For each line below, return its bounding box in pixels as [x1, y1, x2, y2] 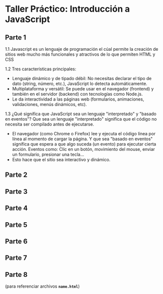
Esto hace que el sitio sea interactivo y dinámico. [12, 157, 111, 162]
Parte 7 [5, 254, 27, 262]
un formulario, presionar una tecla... [12, 151, 84, 157]
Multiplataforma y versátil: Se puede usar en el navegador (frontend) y [12, 86, 154, 91]
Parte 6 [5, 237, 28, 245]
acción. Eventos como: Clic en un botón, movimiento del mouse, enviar [12, 147, 155, 152]
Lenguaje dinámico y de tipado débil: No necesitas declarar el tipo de [12, 76, 152, 81]
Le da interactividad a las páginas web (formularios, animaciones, [12, 96, 144, 102]
